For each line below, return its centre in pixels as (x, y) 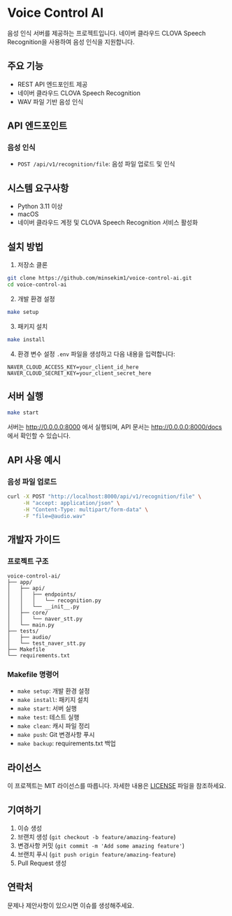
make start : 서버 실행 (47, 708)
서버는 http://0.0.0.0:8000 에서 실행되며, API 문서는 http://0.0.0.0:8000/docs (115, 427)
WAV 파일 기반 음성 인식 (50, 101)
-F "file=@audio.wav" (54, 516)
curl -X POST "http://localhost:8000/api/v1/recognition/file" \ (104, 496)
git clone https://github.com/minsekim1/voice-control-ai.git (100, 278)
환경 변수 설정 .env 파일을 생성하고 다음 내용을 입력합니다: (96, 354)
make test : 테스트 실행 (48, 717)
